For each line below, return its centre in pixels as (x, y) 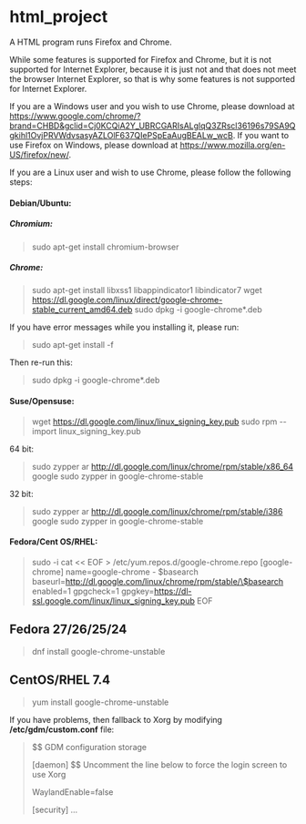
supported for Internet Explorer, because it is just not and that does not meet (153, 69)
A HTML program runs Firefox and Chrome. (91, 42)
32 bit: (21, 493)
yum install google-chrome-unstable (100, 702)
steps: (21, 182)
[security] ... (55, 809)
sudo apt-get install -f (72, 345)
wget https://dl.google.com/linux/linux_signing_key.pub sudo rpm (154, 422)
